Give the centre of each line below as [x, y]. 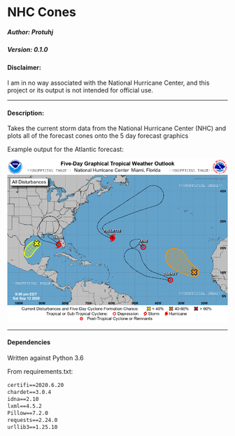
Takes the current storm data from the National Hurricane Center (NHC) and [117, 128]
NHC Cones [42, 12]
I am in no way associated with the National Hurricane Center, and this [108, 83]
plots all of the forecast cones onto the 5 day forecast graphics [98, 136]
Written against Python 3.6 [45, 358]
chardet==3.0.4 [29, 392]
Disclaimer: [24, 67]
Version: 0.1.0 [28, 50]
